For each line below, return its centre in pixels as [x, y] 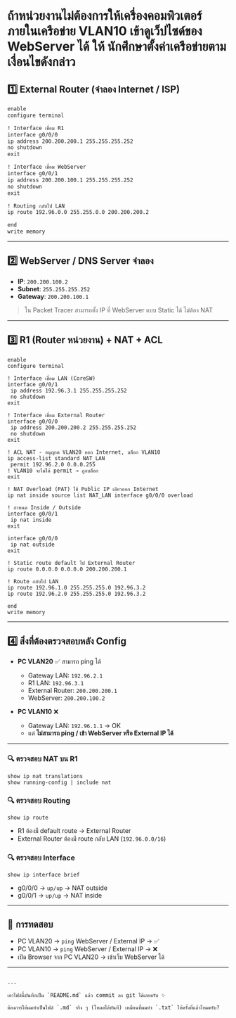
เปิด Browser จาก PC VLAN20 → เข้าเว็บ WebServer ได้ [91, 957]
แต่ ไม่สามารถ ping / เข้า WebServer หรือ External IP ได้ [101, 733]
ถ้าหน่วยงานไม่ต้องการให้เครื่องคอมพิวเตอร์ [105, 16]
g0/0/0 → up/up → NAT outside [62, 888]
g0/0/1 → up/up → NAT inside [60, 896]
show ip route [28, 818]
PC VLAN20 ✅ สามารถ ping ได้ [59, 661]
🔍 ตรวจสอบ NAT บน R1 [43, 759]
